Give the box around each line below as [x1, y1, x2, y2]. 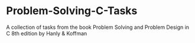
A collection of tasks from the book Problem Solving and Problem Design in [6, 24, 190, 31]
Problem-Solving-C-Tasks [6, 4, 138, 18]
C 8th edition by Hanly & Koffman [6, 29, 87, 37]
